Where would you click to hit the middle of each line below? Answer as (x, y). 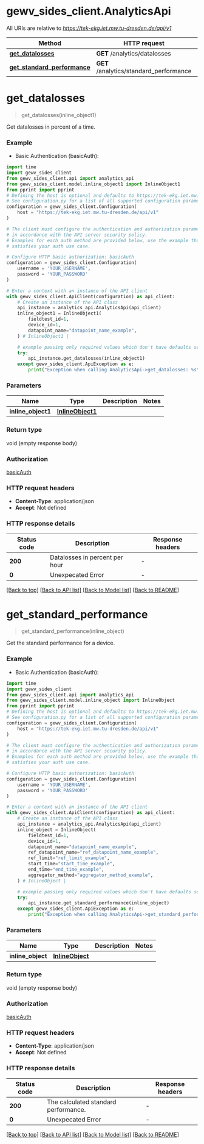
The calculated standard (82, 1102)
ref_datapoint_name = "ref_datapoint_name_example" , (93, 853)
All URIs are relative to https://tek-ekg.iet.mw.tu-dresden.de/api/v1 (89, 28)
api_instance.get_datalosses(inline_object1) (87, 359)
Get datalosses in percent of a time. (51, 127)
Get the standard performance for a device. (61, 643)
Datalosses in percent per (87, 557)
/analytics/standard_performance (144, 71)
